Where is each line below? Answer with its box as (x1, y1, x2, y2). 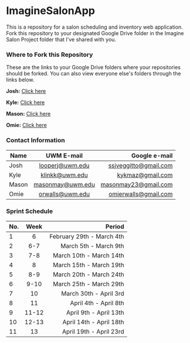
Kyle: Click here (6, 99, 45, 106)
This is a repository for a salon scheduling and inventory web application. (6, 23, 183, 30)
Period (105, 222, 124, 231)
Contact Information (6, 136, 66, 145)
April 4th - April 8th (70, 299, 124, 307)
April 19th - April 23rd (62, 327, 124, 335)
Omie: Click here (6, 122, 47, 129)
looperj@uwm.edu (39, 161, 90, 169)
